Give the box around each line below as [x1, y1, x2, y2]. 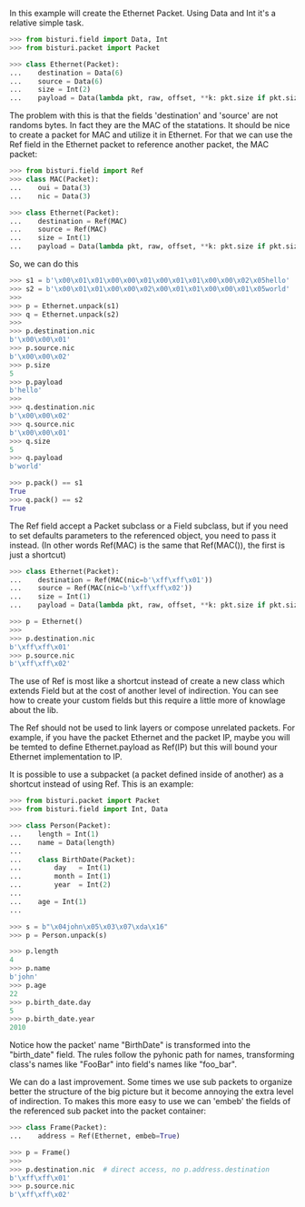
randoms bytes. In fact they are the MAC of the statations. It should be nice [9, 120, 290, 131]
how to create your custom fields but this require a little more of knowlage [9, 695, 286, 706]
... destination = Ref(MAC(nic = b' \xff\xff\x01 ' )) [9, 575, 213, 585]
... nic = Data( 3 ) [9, 191, 92, 201]
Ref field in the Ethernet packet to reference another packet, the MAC [9, 139, 270, 150]
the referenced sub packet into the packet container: [9, 1105, 207, 1117]
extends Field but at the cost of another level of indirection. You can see [9, 686, 279, 697]
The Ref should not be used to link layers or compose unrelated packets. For [9, 722, 295, 733]
